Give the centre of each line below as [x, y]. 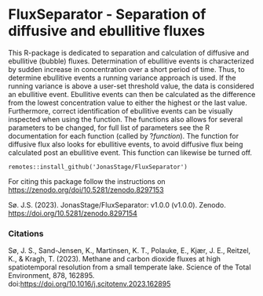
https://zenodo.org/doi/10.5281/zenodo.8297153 [86, 190]
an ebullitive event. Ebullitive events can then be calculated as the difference [132, 94]
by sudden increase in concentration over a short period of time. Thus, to [126, 69]
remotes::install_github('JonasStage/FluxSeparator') [98, 167]
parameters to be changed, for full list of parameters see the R [109, 128]
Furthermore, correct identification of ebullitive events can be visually [121, 110]
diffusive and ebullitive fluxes [107, 31]
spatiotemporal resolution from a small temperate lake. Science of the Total [130, 267]
